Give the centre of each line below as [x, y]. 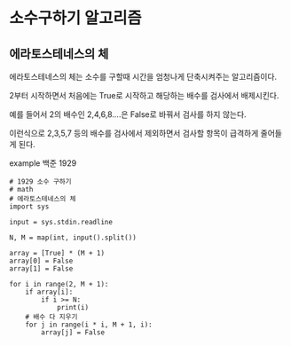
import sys [29, 207]
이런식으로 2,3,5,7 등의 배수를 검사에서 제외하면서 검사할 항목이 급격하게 [134, 133]
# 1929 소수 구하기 [40, 182]
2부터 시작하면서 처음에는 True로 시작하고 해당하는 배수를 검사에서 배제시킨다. [144, 95]
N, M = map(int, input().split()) [73, 238]
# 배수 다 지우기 [51, 317]
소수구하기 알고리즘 [75, 18]
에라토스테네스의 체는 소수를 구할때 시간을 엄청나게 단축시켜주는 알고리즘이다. [143, 77]
